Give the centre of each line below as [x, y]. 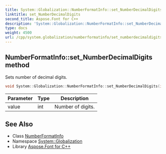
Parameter [20, 98]
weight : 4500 [19, 33]
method [17, 65]
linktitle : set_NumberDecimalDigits [43, 14]
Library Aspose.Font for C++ [41, 147]
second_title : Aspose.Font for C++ [42, 19]
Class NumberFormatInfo [38, 136]
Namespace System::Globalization [47, 141]
